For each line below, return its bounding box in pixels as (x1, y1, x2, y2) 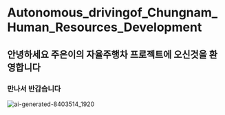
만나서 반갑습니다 (7, 84, 61, 94)
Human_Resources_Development (7, 19, 202, 35)
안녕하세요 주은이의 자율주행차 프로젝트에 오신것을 (7, 48, 208, 60)
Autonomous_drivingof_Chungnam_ (7, 5, 218, 21)
